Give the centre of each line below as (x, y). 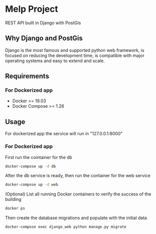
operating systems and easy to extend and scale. (55, 61)
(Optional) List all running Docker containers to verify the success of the (78, 194)
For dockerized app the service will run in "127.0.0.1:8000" (64, 134)
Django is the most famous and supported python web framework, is (75, 50)
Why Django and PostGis (44, 38)
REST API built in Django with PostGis (43, 23)
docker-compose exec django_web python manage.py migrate (66, 227)
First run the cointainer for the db (39, 157)
